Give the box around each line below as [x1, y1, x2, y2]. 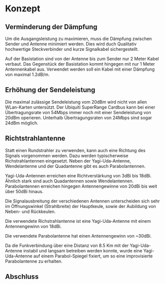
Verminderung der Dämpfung [5, 23, 98, 31]
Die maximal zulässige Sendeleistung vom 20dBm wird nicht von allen [5, 99, 147, 105]
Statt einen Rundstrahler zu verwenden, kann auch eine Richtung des [5, 147, 146, 153]
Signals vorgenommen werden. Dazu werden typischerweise [5, 153, 129, 159]
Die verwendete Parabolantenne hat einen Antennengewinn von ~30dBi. [5, 233, 152, 239]
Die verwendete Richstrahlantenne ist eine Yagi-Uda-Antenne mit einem [5, 218, 151, 224]
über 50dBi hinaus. [5, 188, 43, 194]
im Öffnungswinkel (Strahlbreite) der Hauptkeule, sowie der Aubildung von [5, 203, 156, 209]
